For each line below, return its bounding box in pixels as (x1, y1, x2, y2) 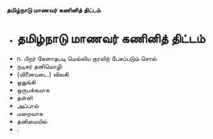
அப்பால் (16, 101, 39, 110)
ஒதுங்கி (16, 78, 36, 86)
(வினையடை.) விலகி (16, 70, 69, 78)
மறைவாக (16, 109, 43, 117)
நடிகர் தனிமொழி (16, 62, 62, 71)
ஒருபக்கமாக (16, 85, 50, 94)
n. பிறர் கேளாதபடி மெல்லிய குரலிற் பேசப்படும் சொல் (16, 54, 157, 62)
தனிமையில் (16, 117, 47, 125)
